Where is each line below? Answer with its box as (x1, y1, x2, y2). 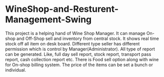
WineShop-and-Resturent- (5, 3, 119, 15)
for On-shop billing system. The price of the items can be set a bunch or (5, 62, 153, 68)
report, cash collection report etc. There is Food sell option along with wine (5, 56, 159, 62)
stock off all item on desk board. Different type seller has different (5, 40, 140, 46)
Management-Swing (5, 14, 92, 25)
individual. (5, 67, 26, 73)
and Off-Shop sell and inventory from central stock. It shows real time (16, 36, 159, 41)
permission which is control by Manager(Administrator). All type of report (5, 46, 155, 52)
